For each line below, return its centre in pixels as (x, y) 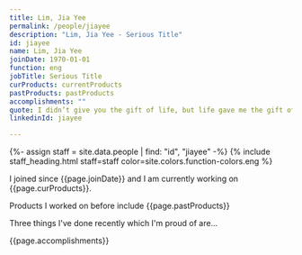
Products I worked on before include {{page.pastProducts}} (120, 206)
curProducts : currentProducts (66, 85)
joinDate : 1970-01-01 (50, 59)
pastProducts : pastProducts (62, 93)
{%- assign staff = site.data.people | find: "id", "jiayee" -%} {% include (140, 152)
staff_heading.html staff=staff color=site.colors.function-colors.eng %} (141, 161)
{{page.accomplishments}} (59, 241)
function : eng (36, 68)
